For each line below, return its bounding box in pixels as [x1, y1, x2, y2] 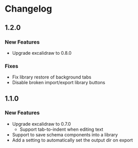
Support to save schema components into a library [12, 131, 118, 137]
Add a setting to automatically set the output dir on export [12, 137, 133, 143]
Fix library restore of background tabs [12, 74, 92, 80]
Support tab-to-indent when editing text [19, 126, 103, 132]
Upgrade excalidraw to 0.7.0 [12, 121, 71, 127]
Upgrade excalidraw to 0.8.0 [12, 50, 72, 56]
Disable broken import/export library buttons [12, 80, 106, 86]
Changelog [5, 3, 52, 15]
